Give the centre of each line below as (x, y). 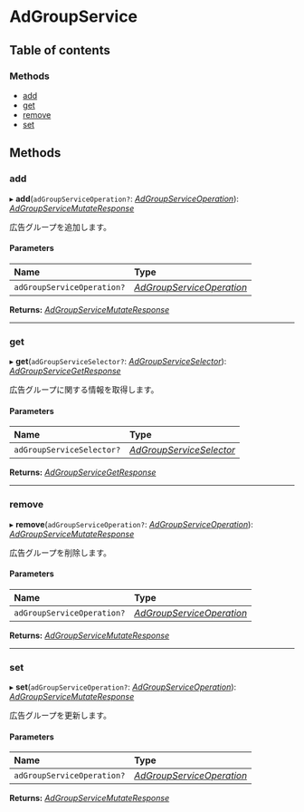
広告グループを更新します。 (60, 715)
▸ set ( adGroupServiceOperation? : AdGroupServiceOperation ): (123, 687)
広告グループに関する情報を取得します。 (84, 390)
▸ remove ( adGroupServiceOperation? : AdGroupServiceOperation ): (131, 524)
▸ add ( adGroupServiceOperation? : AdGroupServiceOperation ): (124, 198)
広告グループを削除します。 (60, 552)
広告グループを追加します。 (60, 227)
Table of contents (60, 50)
